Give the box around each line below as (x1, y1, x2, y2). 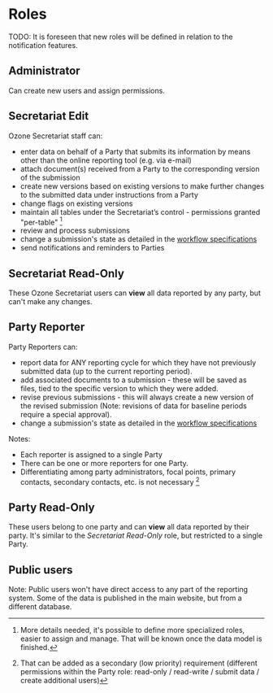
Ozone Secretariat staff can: (8, 131, 103, 141)
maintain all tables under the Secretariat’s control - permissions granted (19, 207, 261, 216)
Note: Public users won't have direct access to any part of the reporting (8, 585, 249, 595)
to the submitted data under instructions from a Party (19, 190, 199, 199)
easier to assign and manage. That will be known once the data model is (19, 634, 262, 643)
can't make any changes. (8, 297, 93, 307)
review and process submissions (19, 225, 130, 236)
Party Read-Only (8, 500, 95, 514)
